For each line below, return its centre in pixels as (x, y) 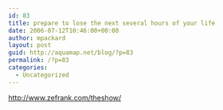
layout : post (30, 45)
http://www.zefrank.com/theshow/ (65, 97)
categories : (28, 68)
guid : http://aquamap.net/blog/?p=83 (71, 53)
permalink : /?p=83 (39, 61)
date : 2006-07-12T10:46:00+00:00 (64, 30)
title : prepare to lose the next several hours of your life (112, 23)
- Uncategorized (42, 75)
